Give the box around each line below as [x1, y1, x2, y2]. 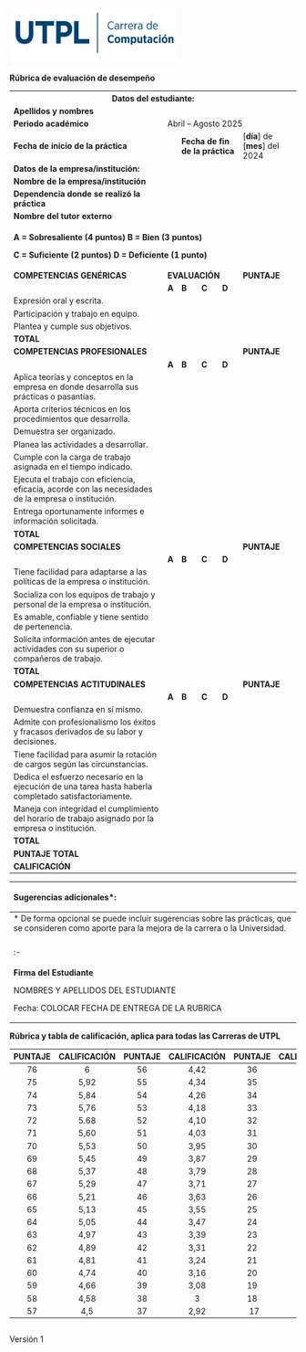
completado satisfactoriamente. [13, 790, 133, 801]
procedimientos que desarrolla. [13, 414, 130, 424]
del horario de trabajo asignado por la [13, 813, 155, 824]
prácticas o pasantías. [13, 391, 97, 402]
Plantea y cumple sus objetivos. [13, 321, 132, 332]
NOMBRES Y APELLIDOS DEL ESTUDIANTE [13, 985, 177, 996]
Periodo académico [13, 118, 89, 129]
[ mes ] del [242, 141, 280, 152]
